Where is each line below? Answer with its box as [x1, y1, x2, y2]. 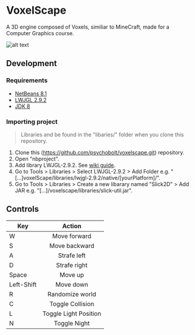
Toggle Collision [49, 299, 95, 308]
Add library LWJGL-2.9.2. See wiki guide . [14, 162, 116, 169]
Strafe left [58, 251, 86, 259]
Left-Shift [9, 280, 37, 289]
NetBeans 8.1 [14, 90, 47, 97]
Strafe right [56, 260, 88, 269]
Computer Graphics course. [6, 29, 74, 36]
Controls [6, 204, 39, 215]
